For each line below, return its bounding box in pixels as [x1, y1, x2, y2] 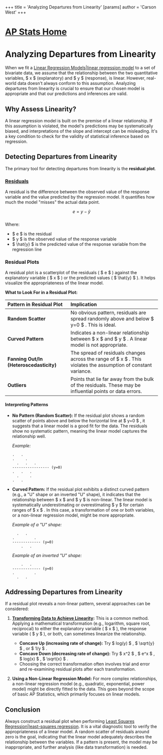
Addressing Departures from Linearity [5, 588, 123, 596]
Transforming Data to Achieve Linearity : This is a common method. [12, 616, 149, 621]
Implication [70, 301, 97, 308]
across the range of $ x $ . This [70, 356, 142, 362]
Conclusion [5, 705, 41, 714]
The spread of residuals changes [70, 350, 146, 357]
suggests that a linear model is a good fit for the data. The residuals [12, 423, 147, 429]
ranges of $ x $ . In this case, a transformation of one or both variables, [12, 507, 155, 513]
